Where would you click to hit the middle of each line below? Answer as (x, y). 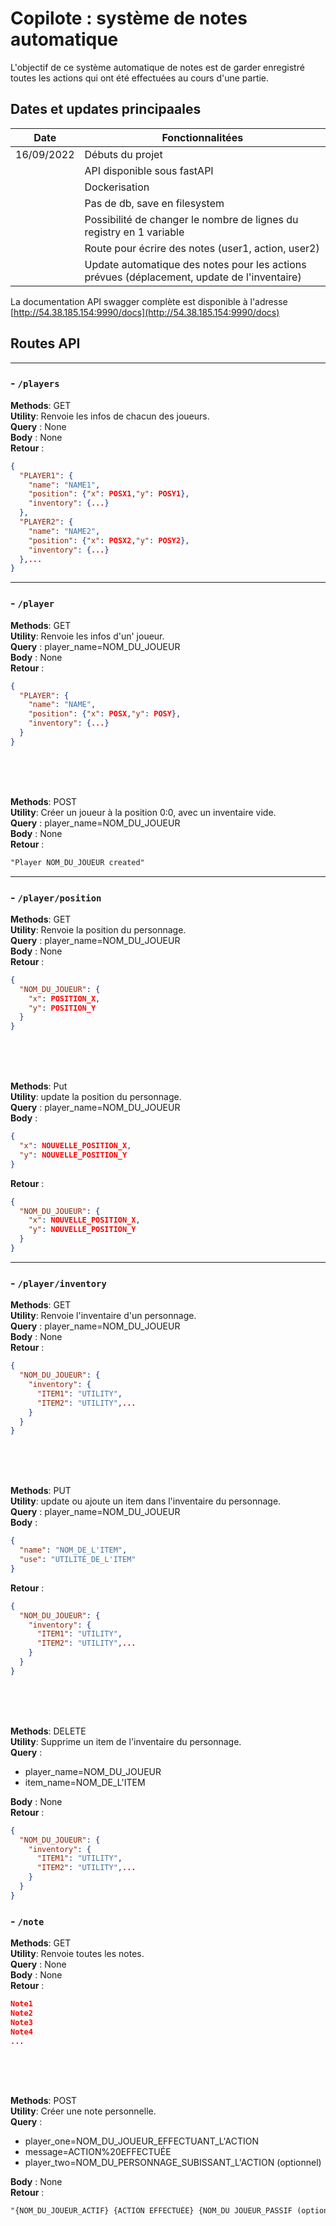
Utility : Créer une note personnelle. (83, 2111)
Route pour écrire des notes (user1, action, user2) (202, 248)
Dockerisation (117, 187)
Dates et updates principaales (106, 109)
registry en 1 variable (134, 232)
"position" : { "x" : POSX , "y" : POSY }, (105, 714)
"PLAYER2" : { (46, 522)
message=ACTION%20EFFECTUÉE (98, 2152)
